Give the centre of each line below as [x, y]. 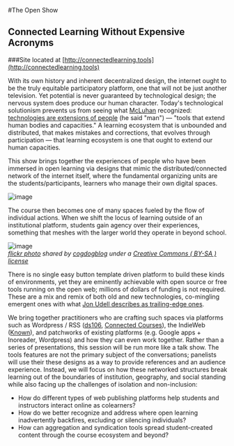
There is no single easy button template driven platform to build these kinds [116, 274]
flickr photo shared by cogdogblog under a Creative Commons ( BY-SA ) [112, 253]
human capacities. [34, 147]
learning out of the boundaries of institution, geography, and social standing [117, 377]
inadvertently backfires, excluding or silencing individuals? [102, 420]
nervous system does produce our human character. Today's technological [116, 103]
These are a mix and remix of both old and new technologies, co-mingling [114, 297]
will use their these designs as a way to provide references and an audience [117, 362]
